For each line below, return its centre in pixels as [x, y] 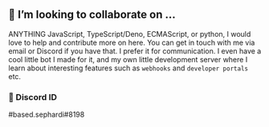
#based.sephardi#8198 [47, 115]
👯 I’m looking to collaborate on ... [92, 15]
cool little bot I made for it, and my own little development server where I [128, 59]
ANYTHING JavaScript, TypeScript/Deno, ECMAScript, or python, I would [130, 34]
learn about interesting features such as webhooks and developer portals [128, 68]
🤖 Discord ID [33, 97]
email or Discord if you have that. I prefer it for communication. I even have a [135, 51]
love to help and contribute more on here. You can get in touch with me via [132, 42]
